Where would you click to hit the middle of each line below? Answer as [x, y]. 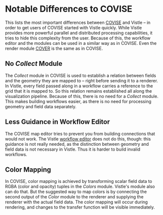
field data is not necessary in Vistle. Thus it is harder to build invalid [73, 149]
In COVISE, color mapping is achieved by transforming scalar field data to [79, 181]
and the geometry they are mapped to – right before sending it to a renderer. [81, 80]
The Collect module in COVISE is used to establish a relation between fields [81, 75]
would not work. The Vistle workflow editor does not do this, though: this [78, 139]
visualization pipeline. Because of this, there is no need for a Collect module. [82, 96]
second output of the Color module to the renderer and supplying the [74, 197]
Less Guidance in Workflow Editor [58, 122]
